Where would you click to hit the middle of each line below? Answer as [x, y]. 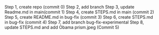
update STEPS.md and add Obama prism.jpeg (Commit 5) [62, 27]
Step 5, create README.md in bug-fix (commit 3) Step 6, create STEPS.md [79, 17]
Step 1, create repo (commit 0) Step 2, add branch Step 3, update [70, 7]
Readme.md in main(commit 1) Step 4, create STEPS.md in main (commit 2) [79, 12]
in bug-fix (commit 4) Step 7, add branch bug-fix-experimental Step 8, [74, 22]
